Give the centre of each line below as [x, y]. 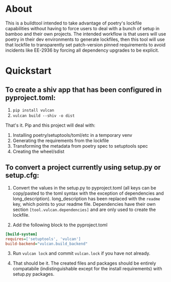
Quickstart [29, 71]
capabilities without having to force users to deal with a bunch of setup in [82, 28]
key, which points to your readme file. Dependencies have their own [84, 204]
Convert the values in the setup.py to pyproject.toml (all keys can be [84, 187]
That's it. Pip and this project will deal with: [50, 125]
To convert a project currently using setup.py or [83, 167]
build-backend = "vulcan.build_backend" [46, 244]
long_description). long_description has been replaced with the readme [86, 198]
